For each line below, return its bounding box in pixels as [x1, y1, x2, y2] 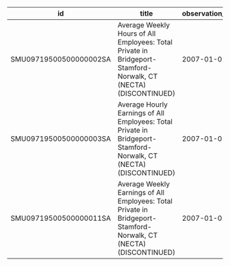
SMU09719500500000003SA [10, 134, 112, 143]
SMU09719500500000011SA [10, 213, 112, 223]
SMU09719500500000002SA [10, 55, 112, 64]
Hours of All [117, 29, 156, 38]
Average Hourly [117, 100, 168, 109]
